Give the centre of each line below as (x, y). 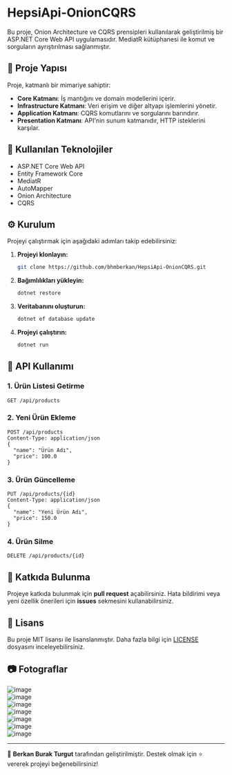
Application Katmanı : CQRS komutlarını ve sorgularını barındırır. (108, 113)
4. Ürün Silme (30, 542)
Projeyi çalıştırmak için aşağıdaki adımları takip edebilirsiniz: (92, 241)
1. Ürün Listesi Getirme (46, 386)
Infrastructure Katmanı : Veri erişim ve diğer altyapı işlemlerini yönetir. (117, 106)
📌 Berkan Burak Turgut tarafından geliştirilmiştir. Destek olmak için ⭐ (105, 754)
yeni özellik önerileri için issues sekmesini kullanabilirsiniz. (90, 601)
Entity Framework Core (50, 174)
